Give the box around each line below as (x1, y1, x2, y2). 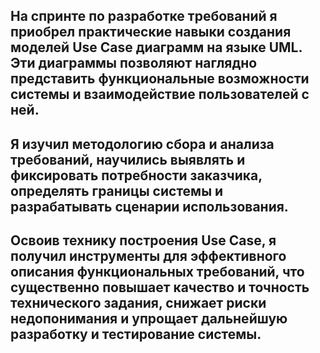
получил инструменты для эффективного (10, 248, 287, 265)
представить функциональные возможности (10, 70, 310, 88)
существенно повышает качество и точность (10, 279, 310, 296)
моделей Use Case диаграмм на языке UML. (10, 39, 303, 56)
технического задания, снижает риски (10, 295, 267, 312)
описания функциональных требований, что (10, 264, 305, 281)
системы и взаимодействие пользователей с (10, 86, 310, 103)
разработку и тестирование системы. (10, 326, 262, 343)
